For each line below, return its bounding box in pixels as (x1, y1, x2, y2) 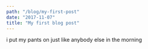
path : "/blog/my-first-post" (6, 8, 80, 15)
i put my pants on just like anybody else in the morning (6, 36, 143, 44)
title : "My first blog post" (6, 20, 80, 26)
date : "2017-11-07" (6, 14, 56, 20)
